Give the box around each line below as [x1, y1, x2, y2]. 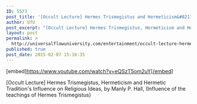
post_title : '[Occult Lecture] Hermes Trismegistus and [6, 14, 145, 20]
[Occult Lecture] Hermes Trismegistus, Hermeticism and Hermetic [6, 79, 166, 86]
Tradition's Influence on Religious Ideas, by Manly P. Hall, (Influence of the [6, 85, 186, 92]
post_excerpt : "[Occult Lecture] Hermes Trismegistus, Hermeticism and [6, 24, 185, 31]
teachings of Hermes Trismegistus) [6, 91, 91, 98]
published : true [6, 46, 46, 52]
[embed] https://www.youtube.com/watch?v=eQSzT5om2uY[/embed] [6, 67, 174, 74]
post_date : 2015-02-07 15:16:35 [6, 52, 85, 58]
